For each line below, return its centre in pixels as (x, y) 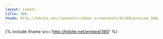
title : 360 (16, 14)
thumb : (12, 18)
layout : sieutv (20, 9)
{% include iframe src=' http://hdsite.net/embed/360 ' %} (61, 32)
